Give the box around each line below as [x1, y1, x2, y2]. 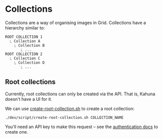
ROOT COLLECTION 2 [5, 52, 43, 56]
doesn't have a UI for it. [5, 96, 52, 102]
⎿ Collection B [14, 43, 45, 48]
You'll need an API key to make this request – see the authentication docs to [5, 124, 158, 130]
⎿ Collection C [9, 56, 41, 61]
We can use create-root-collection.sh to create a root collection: [5, 106, 135, 111]
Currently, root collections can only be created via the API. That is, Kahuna [5, 91, 156, 97]
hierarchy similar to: [5, 25, 45, 30]
